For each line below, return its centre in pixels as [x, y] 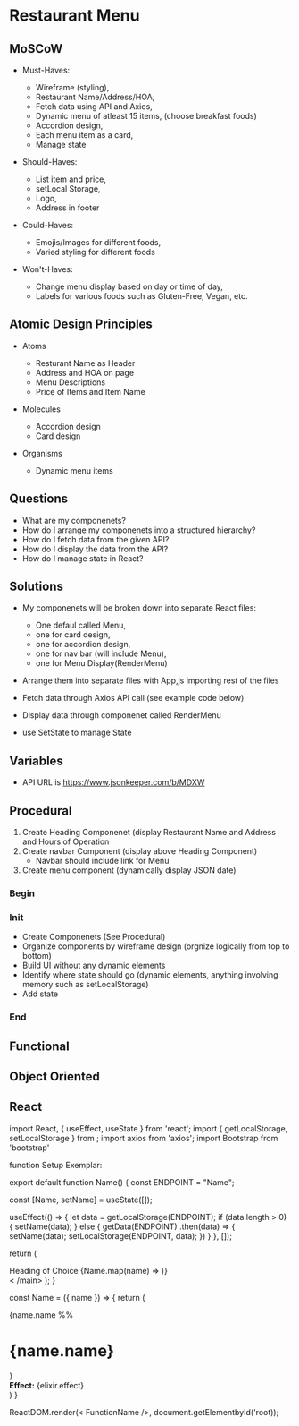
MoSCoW [36, 49]
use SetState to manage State [77, 733]
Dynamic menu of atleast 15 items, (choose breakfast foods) [146, 116]
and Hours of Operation [66, 841]
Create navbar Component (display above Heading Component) [140, 851]
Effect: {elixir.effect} [47, 1385]
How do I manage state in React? [83, 558]
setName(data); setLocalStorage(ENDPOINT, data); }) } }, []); [120, 1235]
